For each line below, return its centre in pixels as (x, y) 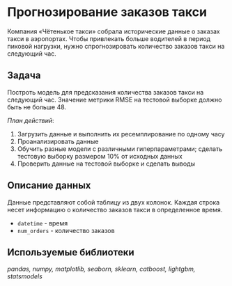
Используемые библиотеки (71, 252)
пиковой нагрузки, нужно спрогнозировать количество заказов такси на (116, 46)
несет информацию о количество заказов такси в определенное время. (115, 209)
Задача (24, 76)
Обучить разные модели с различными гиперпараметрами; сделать (120, 149)
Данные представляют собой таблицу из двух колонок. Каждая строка (114, 202)
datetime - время (42, 223)
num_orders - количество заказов (66, 230)
